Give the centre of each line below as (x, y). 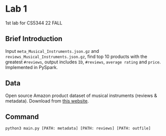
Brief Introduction (34, 39)
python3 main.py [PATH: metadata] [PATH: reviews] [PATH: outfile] (78, 128)
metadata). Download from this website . (47, 101)
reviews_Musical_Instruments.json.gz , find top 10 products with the (76, 56)
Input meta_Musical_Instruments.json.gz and (52, 51)
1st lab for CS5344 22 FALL (34, 23)
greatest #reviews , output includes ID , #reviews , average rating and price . (83, 62)
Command (22, 116)
